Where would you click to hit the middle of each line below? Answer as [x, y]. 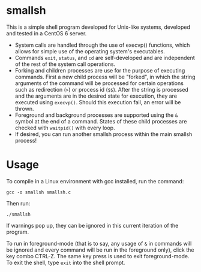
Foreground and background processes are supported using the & [96, 115]
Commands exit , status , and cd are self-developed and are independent [105, 58]
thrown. [24, 108]
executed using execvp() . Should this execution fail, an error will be [98, 102]
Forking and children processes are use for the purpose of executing [100, 70]
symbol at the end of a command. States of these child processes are [101, 121]
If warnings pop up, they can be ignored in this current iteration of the [92, 225]
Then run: [18, 203]
